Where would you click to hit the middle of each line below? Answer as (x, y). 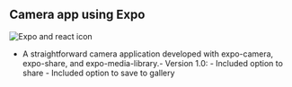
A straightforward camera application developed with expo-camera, (148, 54)
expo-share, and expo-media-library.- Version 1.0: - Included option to (152, 63)
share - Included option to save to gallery (98, 73)
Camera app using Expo (77, 15)
